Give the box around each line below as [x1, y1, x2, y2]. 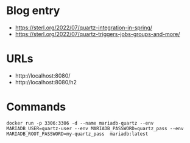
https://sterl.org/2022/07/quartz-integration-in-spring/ [15, 24, 153, 31]
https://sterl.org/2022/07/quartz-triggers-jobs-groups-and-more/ [15, 30, 181, 37]
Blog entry [6, 4, 60, 18]
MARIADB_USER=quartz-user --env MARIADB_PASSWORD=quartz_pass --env [6, 125, 184, 131]
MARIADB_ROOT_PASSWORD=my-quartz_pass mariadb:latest [6, 131, 149, 137]
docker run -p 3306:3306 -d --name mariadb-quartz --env [6, 120, 154, 126]
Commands [6, 100, 66, 114]
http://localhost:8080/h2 [15, 78, 77, 86]
